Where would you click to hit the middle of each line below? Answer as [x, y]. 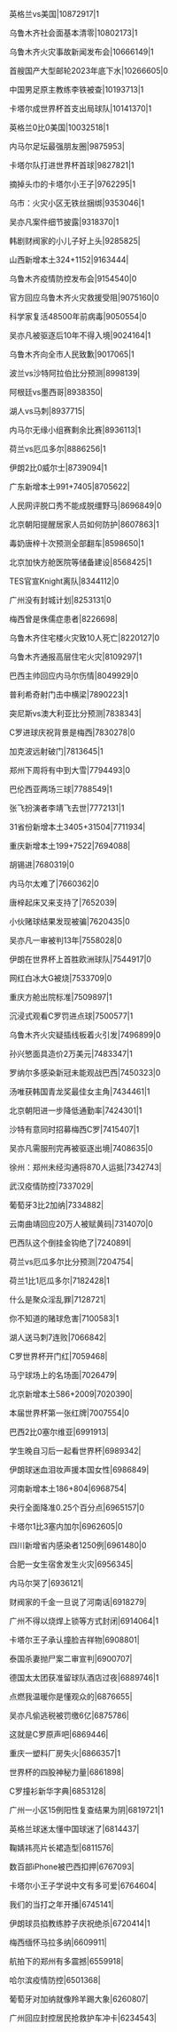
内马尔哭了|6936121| [46, 1583]
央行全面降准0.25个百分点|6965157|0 [77, 1508]
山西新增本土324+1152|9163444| [69, 260]
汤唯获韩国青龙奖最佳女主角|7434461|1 [80, 1092]
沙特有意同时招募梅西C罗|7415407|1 [74, 1129]
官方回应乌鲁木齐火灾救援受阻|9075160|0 [84, 298]
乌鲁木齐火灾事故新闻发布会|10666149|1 [81, 52]
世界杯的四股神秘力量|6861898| [67, 1772]
